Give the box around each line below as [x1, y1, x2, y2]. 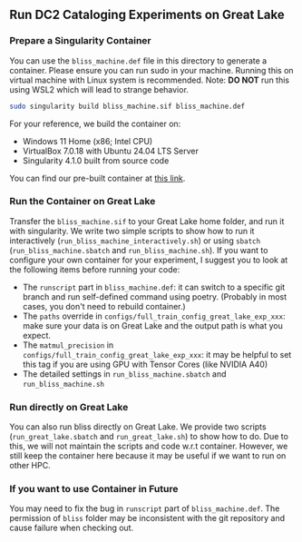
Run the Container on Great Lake [9, 195, 156, 208]
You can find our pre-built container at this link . [9, 172, 186, 183]
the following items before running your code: [9, 263, 180, 275]
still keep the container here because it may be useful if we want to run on [9, 450, 287, 461]
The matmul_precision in [22, 340, 114, 350]
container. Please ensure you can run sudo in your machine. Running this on [9, 64, 294, 75]
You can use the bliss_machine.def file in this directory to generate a [9, 54, 268, 66]
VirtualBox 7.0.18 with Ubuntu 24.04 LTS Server [22, 145, 200, 156]
